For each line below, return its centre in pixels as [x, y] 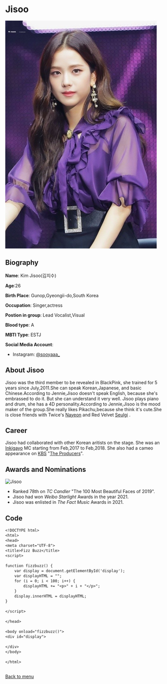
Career [16, 431]
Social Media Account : [30, 344]
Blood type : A [20, 325]
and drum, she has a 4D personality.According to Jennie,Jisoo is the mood [83, 404]
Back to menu [20, 676]
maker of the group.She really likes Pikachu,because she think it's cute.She [83, 409]
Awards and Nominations [46, 469]
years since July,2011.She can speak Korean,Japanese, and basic [73, 388]
